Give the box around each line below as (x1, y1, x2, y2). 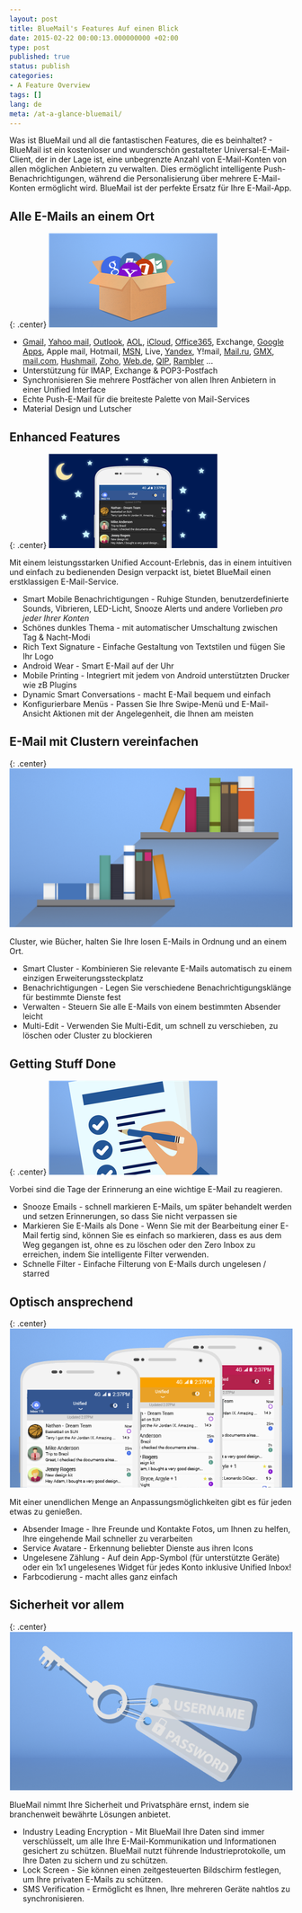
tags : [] (9, 90, 42, 99)
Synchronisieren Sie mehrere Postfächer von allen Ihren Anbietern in (22, 375, 277, 385)
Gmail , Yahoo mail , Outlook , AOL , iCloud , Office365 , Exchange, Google (22, 337, 285, 348)
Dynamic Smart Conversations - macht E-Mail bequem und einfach (22, 689, 271, 700)
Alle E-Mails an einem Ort (9, 208, 155, 224)
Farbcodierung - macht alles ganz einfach (22, 1571, 178, 1581)
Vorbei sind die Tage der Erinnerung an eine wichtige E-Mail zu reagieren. (9, 1184, 283, 1195)
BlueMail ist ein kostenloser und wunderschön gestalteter (9, 145, 222, 155)
